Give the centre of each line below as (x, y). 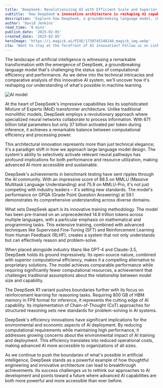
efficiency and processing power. (38, 135)
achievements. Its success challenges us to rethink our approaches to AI (78, 370)
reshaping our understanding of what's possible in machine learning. (74, 85)
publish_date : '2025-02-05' (33, 32)
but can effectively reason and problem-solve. (51, 240)
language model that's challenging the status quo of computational (72, 70)
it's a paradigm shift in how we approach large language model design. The (80, 149)
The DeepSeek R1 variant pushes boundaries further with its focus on (74, 290)
